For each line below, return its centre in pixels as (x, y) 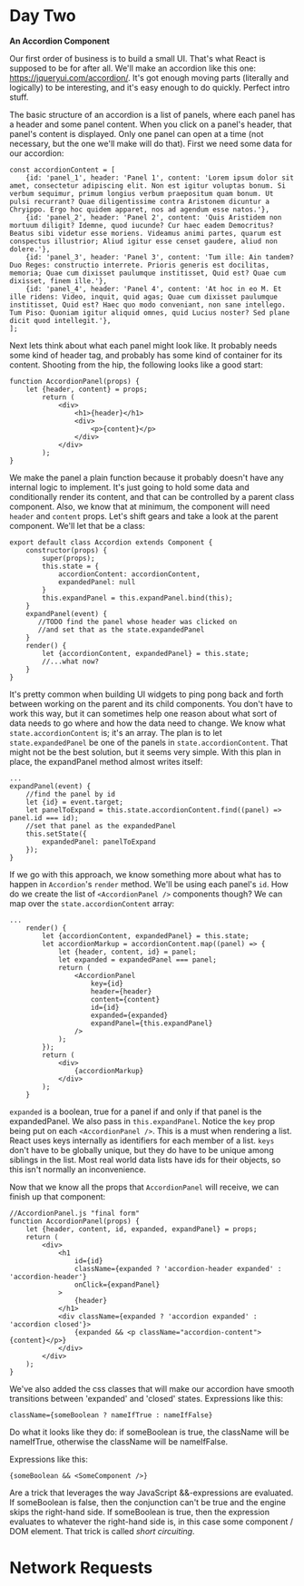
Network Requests (81, 1568)
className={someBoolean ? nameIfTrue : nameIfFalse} (111, 1415)
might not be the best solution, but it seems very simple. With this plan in (145, 752)
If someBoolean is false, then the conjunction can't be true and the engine (147, 1502)
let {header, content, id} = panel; (127, 952)
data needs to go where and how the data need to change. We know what (147, 723)
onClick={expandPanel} (117, 1285)
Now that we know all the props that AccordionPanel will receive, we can (144, 1187)
